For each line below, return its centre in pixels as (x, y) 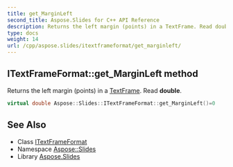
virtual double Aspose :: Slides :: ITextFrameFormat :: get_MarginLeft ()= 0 (111, 103)
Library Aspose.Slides (49, 156)
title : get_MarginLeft (40, 14)
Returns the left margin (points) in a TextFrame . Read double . (95, 90)
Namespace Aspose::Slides (57, 149)
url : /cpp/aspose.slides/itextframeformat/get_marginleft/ (94, 46)
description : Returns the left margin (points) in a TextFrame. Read (110, 26)
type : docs (23, 33)
